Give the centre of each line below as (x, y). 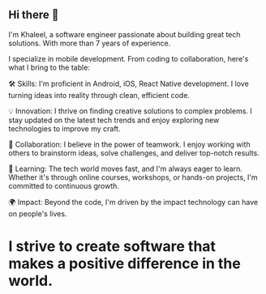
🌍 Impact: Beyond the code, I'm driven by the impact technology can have (133, 202)
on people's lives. (38, 213)
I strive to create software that (112, 246)
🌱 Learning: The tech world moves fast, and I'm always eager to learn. (126, 168)
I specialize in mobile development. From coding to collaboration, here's (129, 58)
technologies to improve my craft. (64, 128)
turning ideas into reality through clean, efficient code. (99, 95)
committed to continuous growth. (64, 185)
